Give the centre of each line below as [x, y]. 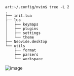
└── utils [15, 46]
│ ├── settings [23, 33]
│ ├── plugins [22, 29]
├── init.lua [18, 16]
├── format [25, 50]
